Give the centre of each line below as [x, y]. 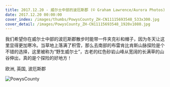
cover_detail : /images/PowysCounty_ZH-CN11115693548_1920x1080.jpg [78, 24]
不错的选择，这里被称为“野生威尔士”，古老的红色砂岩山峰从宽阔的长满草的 [83, 52]
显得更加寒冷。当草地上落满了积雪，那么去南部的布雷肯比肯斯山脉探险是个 [87, 46]
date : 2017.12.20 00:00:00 [34, 15]
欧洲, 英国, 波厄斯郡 [26, 69]
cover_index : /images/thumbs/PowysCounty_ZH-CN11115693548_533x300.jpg [82, 19]
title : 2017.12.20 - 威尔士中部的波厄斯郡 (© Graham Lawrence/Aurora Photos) [85, 10]
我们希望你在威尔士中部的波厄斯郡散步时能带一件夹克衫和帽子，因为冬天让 [83, 39]
